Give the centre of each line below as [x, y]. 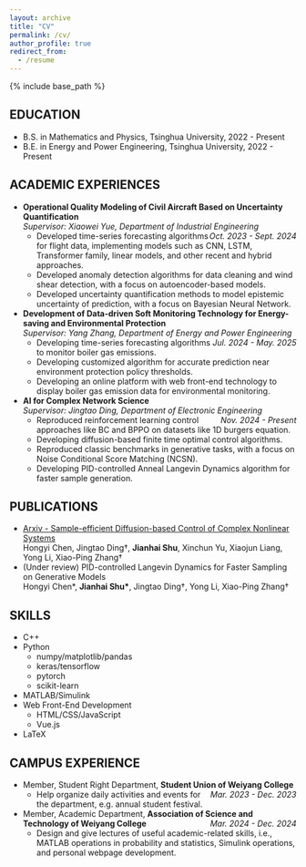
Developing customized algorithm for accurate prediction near [153, 362]
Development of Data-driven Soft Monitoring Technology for [139, 313]
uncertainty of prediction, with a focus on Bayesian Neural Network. [163, 304]
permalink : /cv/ [40, 35]
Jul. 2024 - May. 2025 [255, 342]
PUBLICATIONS [54, 507]
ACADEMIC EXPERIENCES [85, 185]
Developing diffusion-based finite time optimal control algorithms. [159, 439]
